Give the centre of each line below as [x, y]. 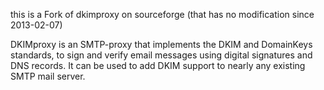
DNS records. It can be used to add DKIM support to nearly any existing [158, 65]
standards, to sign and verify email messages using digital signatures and [161, 55]
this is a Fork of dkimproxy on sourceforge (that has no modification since [162, 14]
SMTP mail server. [48, 76]
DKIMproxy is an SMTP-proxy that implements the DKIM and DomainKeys [161, 44]
